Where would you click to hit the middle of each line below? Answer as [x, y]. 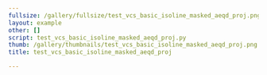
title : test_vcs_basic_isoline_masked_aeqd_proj [90, 52]
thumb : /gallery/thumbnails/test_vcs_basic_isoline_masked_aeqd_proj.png [133, 45]
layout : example [35, 23]
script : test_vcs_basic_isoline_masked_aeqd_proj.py [97, 37]
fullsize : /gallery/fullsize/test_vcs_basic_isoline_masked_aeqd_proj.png [135, 15]
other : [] [25, 30]
